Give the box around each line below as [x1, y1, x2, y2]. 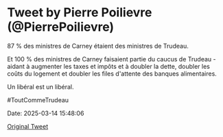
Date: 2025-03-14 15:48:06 [7, 109, 84, 117]
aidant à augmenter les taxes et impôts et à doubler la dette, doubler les [7, 62, 211, 70]
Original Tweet [7, 122, 49, 130]
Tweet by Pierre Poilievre [7, 5, 152, 20]
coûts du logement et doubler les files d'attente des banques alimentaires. [7, 70, 218, 78]
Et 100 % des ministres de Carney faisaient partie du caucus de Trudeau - [7, 55, 216, 63]
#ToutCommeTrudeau [7, 95, 69, 104]
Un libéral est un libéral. [7, 82, 74, 91]
